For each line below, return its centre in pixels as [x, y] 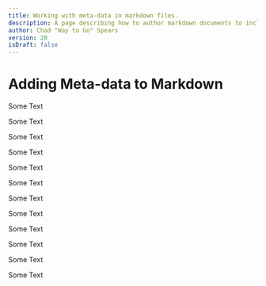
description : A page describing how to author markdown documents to [125, 23]
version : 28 [28, 38]
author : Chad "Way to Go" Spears [63, 30]
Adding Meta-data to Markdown [116, 84]
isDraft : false [33, 45]
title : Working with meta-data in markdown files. [93, 15]
